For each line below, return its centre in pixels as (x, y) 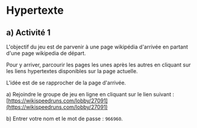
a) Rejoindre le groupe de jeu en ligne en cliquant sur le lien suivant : (90, 94)
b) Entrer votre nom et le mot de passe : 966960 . (65, 118)
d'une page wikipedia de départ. (46, 53)
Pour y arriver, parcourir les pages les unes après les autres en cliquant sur (98, 65)
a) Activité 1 (28, 33)
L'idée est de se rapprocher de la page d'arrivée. (66, 83)
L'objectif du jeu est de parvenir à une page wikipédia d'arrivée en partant (97, 47)
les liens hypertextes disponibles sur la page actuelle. (72, 71)
